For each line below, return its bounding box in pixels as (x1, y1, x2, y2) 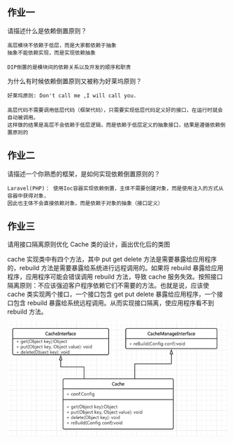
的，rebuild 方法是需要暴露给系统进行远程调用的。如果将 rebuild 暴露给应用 (7, 264, 224, 272)
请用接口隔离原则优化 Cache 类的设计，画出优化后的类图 (7, 240, 170, 248)
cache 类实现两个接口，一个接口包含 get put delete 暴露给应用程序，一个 (7, 290, 217, 299)
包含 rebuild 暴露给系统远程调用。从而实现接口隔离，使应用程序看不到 (13, 299, 214, 307)
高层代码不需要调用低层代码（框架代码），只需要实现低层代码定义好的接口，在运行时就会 (7, 106, 224, 113)
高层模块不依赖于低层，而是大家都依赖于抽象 (7, 41, 117, 49)
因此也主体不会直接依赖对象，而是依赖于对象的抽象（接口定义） (7, 199, 163, 206)
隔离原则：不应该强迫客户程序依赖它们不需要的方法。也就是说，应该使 (7, 281, 210, 290)
